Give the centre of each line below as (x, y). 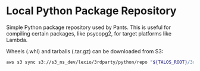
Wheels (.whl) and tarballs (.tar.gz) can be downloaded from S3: (85, 51)
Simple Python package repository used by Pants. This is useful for (89, 27)
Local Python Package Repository (91, 11)
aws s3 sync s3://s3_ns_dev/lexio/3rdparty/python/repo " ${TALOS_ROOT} (97, 62)
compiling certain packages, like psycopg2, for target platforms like (89, 33)
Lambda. (17, 40)
